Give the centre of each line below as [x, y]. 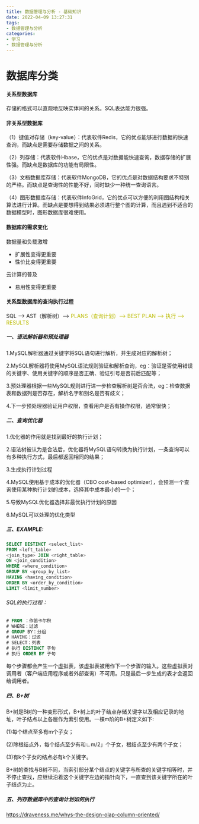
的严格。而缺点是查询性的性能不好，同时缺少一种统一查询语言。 [84, 185]
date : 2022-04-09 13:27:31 [39, 17]
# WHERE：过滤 [22, 626]
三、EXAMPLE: [25, 529]
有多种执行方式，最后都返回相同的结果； [55, 457]
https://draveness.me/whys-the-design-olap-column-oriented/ [83, 814]
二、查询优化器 [24, 420]
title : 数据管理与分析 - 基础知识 [44, 12]
